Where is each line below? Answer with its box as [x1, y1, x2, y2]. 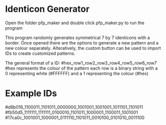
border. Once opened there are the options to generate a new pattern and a [5, 40, 159, 45]
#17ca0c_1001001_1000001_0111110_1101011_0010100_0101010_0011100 [5, 115, 145, 121]
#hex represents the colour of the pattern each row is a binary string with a [5, 65, 158, 71]
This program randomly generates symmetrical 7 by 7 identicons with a [5, 35, 150, 41]
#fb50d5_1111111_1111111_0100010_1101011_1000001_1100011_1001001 [5, 109, 138, 115]
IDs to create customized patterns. [5, 50, 76, 56]
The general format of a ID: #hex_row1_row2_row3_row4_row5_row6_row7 [5, 60, 157, 66]
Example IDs [5, 88, 57, 99]
